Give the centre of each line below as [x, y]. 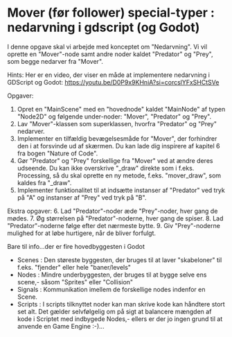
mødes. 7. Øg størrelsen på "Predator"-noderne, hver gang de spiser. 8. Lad [115, 218]
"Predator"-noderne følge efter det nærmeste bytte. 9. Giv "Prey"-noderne [114, 225]
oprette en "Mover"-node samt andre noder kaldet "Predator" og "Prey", [110, 54]
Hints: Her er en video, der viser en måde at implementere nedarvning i [108, 75]
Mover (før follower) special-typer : [111, 13]
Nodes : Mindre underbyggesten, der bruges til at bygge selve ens [112, 275]
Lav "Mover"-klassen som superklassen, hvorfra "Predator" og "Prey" [117, 123]
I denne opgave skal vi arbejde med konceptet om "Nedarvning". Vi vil [107, 46]
